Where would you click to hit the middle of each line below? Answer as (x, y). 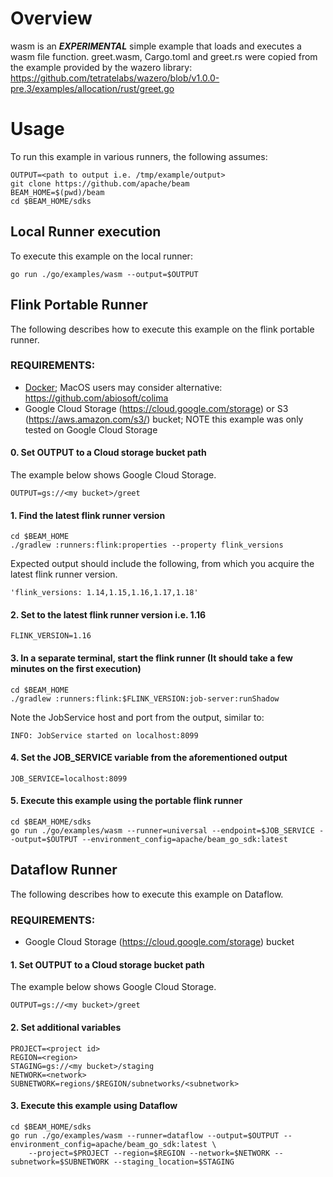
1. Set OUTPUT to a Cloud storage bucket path (107, 964)
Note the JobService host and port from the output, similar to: (137, 717)
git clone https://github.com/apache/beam (100, 183)
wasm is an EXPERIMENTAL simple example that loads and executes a (156, 46)
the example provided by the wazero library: (101, 67)
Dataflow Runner (64, 870)
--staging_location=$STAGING (174, 1162)
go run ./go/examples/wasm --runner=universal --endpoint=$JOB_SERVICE (162, 831)
